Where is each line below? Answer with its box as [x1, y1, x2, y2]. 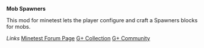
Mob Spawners [6, 5, 46, 12]
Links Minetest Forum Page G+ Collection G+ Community [6, 35, 151, 41]
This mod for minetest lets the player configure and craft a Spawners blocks [6, 17, 198, 23]
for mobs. [6, 23, 31, 30]
